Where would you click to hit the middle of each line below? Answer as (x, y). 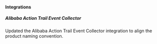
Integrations (18, 7)
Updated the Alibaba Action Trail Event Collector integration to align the (79, 31)
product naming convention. (34, 36)
